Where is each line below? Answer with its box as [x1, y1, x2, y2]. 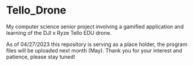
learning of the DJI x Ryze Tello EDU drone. [6, 29, 112, 36]
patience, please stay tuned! [6, 53, 76, 60]
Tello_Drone [6, 4, 67, 17]
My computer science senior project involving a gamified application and [6, 23, 184, 30]
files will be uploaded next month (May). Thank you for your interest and [6, 47, 182, 54]
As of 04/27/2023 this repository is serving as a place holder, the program [6, 41, 188, 48]
